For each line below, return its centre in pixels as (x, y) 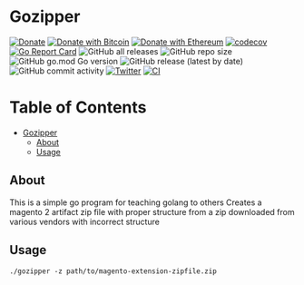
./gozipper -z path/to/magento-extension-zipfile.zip (113, 271)
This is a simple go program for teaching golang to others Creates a (136, 202)
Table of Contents (78, 108)
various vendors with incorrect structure (85, 221)
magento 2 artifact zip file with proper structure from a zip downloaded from (152, 211)
